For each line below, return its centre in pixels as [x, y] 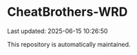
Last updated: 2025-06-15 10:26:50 [57, 31]
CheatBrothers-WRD [67, 12]
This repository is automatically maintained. [69, 44]
